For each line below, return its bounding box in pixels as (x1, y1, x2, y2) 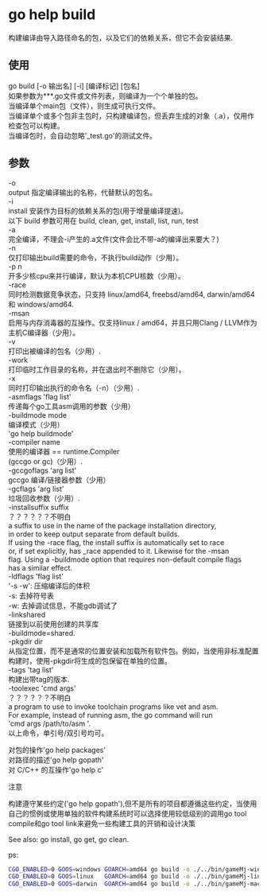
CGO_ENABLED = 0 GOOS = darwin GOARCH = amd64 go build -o (8, 880, 191, 888)
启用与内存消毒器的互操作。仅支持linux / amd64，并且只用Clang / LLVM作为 (8, 317, 257, 327)
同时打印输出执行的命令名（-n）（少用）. (8, 383, 140, 392)
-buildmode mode (8, 410, 68, 419)
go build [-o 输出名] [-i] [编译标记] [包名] (8, 81, 141, 91)
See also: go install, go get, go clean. (8, 834, 130, 844)
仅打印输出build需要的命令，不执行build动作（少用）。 (8, 252, 184, 262)
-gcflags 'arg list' (8, 484, 64, 493)
